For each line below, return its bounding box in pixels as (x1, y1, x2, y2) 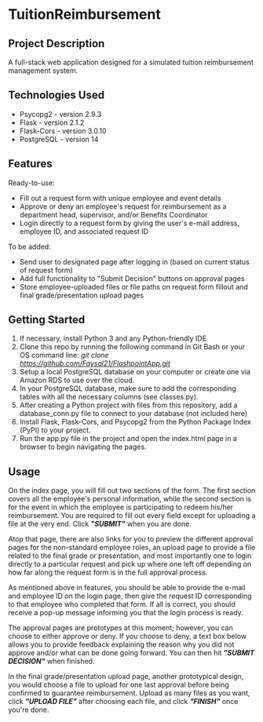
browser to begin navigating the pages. (19, 442, 147, 452)
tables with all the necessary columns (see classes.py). (19, 392, 199, 402)
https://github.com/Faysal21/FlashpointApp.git (19, 359, 171, 368)
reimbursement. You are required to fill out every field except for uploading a (8, 511, 256, 520)
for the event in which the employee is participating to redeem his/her (8, 502, 234, 512)
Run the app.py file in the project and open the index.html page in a (19, 434, 237, 443)
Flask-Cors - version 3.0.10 (19, 126, 108, 135)
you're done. (8, 705, 49, 715)
